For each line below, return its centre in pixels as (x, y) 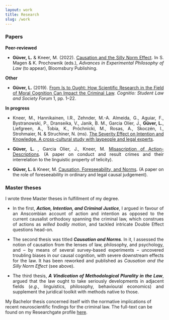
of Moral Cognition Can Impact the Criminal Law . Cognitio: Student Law (88, 93)
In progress (17, 108)
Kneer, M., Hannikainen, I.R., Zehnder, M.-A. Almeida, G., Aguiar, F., (88, 118)
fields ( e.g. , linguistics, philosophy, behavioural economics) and (88, 286)
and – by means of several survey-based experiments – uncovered (88, 250)
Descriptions (26, 154)
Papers (14, 37)
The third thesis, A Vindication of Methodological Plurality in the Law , (88, 276)
